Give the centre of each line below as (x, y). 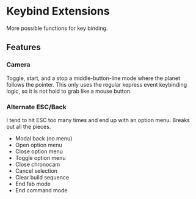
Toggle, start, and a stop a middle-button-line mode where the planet (93, 78)
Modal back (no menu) (44, 138)
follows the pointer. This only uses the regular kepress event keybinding (97, 84)
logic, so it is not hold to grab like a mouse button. (69, 91)
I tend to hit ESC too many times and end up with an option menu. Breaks (98, 120)
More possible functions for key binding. (57, 28)
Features (24, 47)
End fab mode (33, 184)
